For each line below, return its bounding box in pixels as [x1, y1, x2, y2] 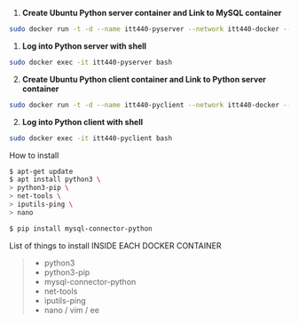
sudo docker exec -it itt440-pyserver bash [9, 58, 173, 67]
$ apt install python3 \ [9, 175, 101, 185]
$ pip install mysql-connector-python [9, 224, 153, 233]
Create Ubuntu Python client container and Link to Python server [21, 74, 266, 84]
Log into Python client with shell [21, 116, 144, 127]
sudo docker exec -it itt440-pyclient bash [9, 133, 173, 143]
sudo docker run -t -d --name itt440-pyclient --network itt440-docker [9, 100, 279, 109]
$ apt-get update [9, 167, 74, 176]
